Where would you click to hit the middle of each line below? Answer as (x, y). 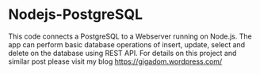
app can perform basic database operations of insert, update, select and (127, 44)
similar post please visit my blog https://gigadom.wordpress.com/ (115, 61)
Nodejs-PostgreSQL (75, 15)
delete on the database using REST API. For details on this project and (122, 53)
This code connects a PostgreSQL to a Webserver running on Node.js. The (130, 36)
